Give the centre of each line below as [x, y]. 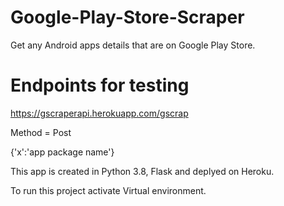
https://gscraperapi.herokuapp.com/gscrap [99, 113]
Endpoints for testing [100, 85]
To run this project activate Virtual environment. [108, 190]
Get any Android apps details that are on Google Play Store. [133, 45]
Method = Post [41, 132]
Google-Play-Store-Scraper [127, 17]
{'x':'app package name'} [62, 152]
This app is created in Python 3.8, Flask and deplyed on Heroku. [142, 171]
